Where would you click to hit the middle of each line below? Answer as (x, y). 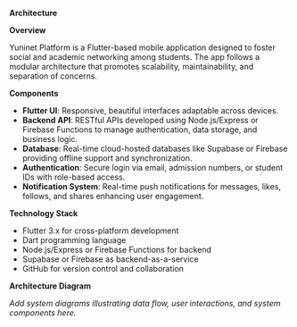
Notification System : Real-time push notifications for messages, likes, (152, 186)
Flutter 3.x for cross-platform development (100, 231)
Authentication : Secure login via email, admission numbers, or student (153, 168)
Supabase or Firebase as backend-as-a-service (110, 259)
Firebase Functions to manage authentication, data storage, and (140, 130)
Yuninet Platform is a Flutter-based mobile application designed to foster (143, 47)
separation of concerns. (54, 76)
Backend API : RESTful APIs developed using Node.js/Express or (140, 120)
